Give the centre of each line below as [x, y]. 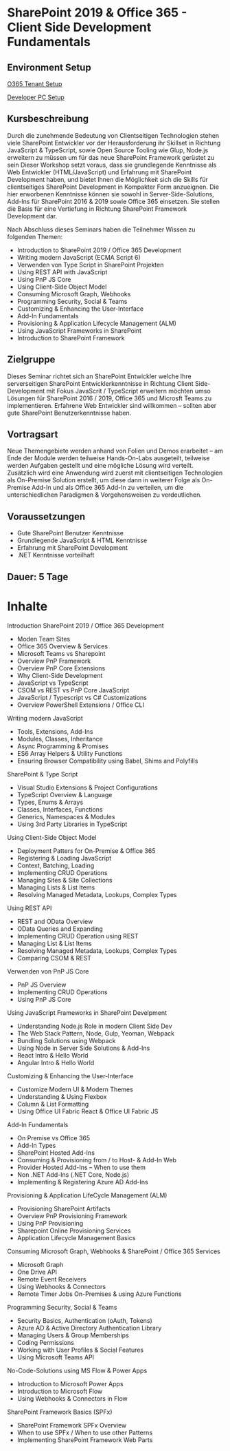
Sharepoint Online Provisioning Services [74, 1231]
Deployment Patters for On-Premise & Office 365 [86, 851]
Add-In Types [36, 1145]
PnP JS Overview [42, 985]
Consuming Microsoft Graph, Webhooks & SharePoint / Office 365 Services [114, 1251]
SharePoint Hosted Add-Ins [56, 1153]
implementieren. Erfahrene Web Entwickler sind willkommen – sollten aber [112, 405]
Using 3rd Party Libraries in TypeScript [72, 824]
